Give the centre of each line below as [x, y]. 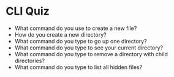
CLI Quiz [28, 11]
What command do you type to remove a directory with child [91, 54]
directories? [30, 61]
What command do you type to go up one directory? [81, 41]
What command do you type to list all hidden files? [78, 67]
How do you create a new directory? [60, 34]
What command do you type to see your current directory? [89, 48]
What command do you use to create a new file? [76, 28]
